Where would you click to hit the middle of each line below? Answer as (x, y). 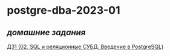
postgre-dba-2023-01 (64, 10)
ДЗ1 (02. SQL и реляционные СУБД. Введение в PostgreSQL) (85, 46)
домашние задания (46, 32)
